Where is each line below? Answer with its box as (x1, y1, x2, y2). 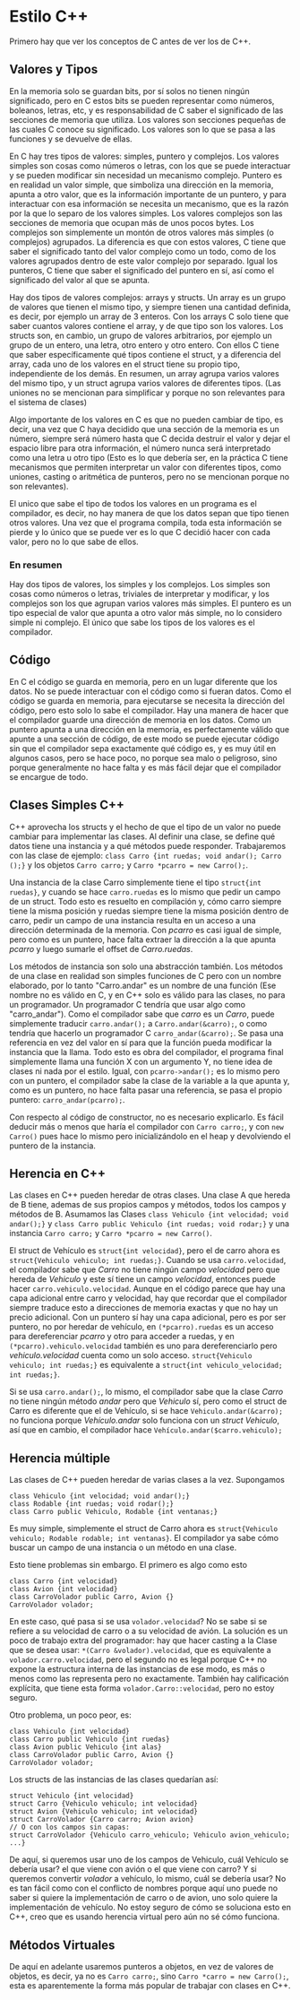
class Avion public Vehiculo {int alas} (9, 1743, 163, 1752)
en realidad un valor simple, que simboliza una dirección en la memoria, (9, 179, 274, 190)
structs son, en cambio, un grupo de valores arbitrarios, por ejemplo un (9, 330, 273, 341)
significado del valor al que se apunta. (9, 274, 150, 285)
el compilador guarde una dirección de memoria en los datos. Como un (9, 714, 271, 725)
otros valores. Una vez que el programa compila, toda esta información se (9, 517, 282, 528)
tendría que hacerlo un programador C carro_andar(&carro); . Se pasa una (9, 1027, 284, 1038)
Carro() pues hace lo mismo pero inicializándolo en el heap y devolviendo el (9, 1130, 291, 1141)
